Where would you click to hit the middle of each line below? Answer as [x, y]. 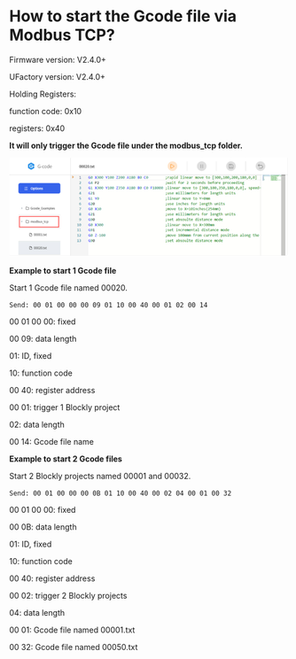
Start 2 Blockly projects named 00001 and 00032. [100, 477]
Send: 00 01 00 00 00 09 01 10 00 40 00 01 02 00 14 [109, 306]
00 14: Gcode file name [52, 442]
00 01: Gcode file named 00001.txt [72, 630]
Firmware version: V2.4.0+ [58, 59]
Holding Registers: [43, 94]
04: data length [37, 613]
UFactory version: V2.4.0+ [58, 76]
